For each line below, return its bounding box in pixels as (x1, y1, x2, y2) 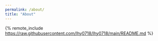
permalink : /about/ (5, 7, 45, 12)
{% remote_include (5, 25, 44, 31)
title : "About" (5, 12, 36, 17)
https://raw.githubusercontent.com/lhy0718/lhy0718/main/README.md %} (5, 30, 154, 36)
